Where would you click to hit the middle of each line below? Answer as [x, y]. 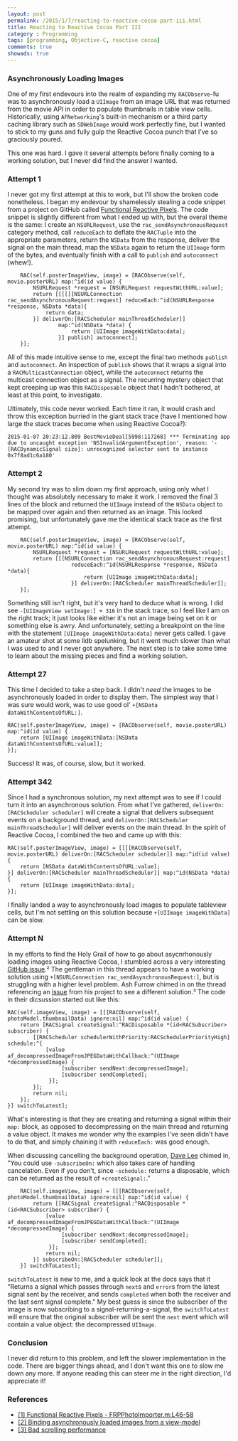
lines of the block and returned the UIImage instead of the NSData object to [115, 504]
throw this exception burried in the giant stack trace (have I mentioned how [117, 416]
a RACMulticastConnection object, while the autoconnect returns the [106, 372]
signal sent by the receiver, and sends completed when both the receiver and [119, 1294]
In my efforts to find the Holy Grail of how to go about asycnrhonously [110, 954]
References [28, 1399]
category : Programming [43, 34]
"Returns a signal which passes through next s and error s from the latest [113, 1286]
